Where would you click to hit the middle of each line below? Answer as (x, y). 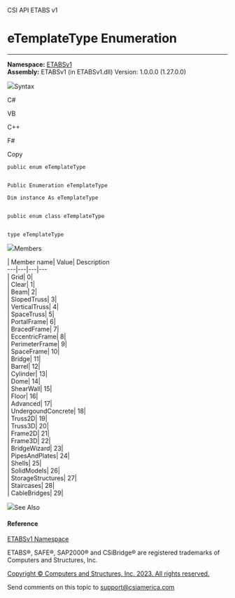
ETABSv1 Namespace (38, 539)
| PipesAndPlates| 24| (38, 456)
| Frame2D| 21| (29, 433)
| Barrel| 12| (24, 366)
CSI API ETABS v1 (33, 10)
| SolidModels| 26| (34, 470)
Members (28, 248)
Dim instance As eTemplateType (53, 198)
